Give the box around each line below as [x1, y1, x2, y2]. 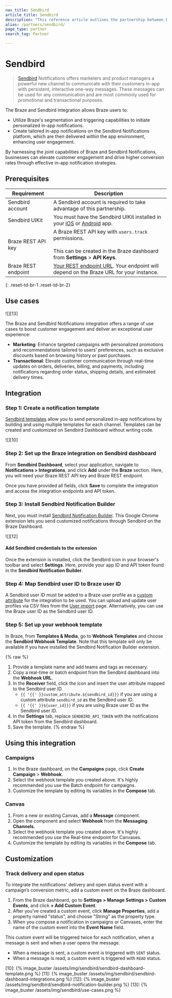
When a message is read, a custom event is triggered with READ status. [12, 955, 161, 961]
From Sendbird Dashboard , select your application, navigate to [5, 461, 139, 468]
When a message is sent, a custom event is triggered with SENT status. [12, 950, 161, 956]
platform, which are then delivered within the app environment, [12, 133, 146, 139]
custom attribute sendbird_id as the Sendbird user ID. [20, 697, 134, 703]
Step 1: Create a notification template [5, 404, 100, 412]
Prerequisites [5, 174, 49, 183]
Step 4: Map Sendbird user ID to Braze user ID [5, 580, 121, 587]
